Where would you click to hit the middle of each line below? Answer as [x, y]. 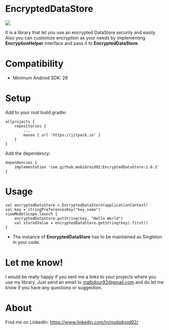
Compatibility [34, 64]
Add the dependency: [28, 153]
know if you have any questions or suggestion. [54, 287]
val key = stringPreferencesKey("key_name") [53, 209]
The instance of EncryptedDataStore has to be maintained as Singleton [88, 237]
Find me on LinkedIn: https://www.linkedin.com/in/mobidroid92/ [72, 322]
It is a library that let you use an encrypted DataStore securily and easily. [81, 32]
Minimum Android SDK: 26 [40, 78]
